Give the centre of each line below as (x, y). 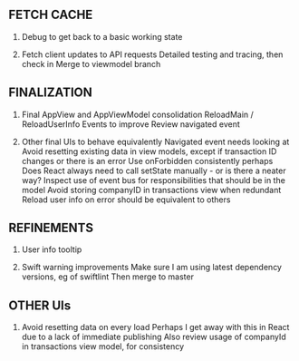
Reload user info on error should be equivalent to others (126, 200)
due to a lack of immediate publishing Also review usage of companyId (154, 337)
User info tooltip (52, 249)
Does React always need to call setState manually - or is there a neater (154, 171)
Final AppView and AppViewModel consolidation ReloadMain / (138, 114)
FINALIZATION (50, 93)
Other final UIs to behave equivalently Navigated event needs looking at (155, 141)
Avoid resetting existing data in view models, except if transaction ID (149, 151)
